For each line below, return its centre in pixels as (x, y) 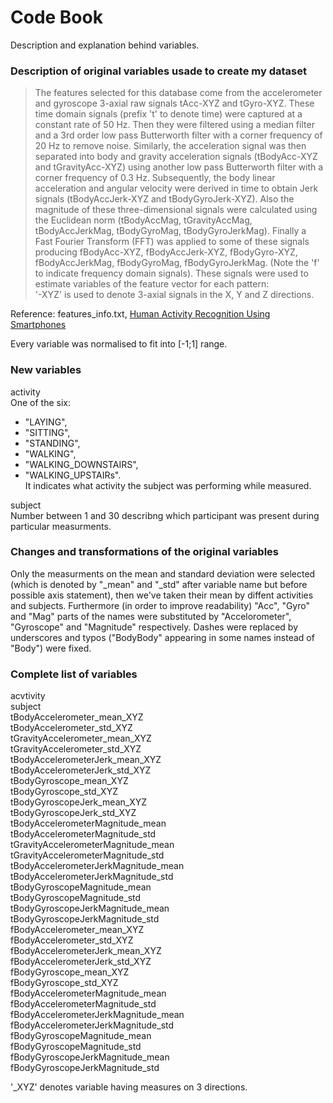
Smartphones (38, 325)
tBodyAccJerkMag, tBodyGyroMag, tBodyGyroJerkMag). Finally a (170, 231)
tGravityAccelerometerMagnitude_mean (92, 845)
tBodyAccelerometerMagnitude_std (83, 834)
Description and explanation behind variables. (105, 45)
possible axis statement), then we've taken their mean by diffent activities (162, 595)
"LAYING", (46, 422)
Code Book (56, 17)
